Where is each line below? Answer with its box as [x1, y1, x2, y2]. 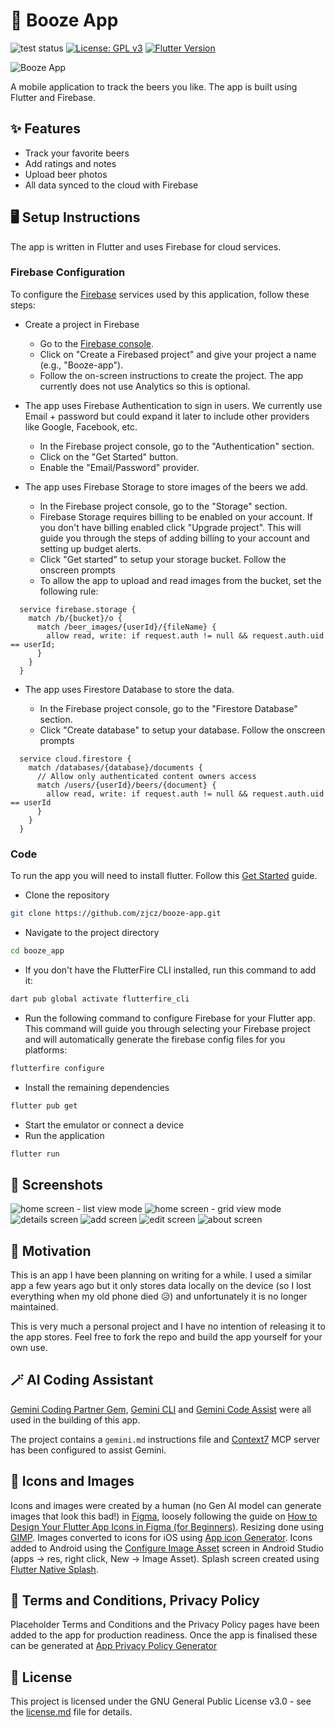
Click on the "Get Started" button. [39, 450, 179, 463]
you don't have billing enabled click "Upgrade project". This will [39, 521, 302, 533]
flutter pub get [10, 1100, 78, 1111]
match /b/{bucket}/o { [28, 613, 123, 623]
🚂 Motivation [10, 1242, 92, 1259]
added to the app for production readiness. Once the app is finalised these [10, 1629, 318, 1641]
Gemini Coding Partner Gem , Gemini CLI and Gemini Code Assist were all [10, 1403, 312, 1415]
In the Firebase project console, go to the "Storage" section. [39, 500, 288, 512]
